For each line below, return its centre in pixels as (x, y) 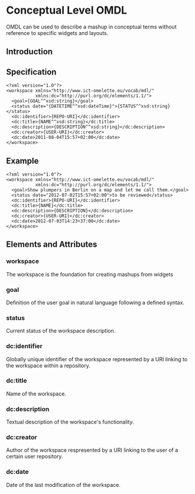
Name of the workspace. (36, 393)
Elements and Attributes (52, 245)
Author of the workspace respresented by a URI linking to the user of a (92, 450)
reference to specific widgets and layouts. (57, 33)
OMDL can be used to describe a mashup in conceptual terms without (91, 27)
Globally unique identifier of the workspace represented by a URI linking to (97, 359)
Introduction (30, 52)
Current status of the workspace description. (61, 331)
